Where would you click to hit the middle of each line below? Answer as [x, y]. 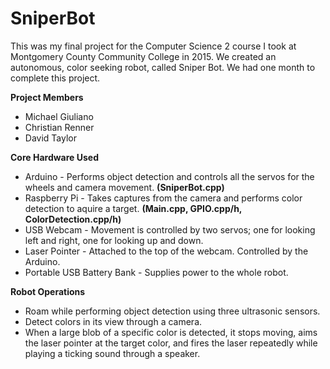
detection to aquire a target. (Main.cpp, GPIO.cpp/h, [133, 208]
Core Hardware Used [54, 157]
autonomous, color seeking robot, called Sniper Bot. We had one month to [163, 67]
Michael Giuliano [59, 116]
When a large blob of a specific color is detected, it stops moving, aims [171, 332]
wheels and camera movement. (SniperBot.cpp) [124, 187]
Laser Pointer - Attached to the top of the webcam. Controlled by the [166, 251]
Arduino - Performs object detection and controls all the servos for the [169, 176]
